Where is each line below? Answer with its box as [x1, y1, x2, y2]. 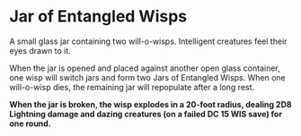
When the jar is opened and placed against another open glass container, [9, 63, 280, 73]
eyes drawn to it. [9, 45, 72, 55]
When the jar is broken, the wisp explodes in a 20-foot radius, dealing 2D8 [9, 98, 292, 109]
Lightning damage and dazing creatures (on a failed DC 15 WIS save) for [9, 108, 283, 119]
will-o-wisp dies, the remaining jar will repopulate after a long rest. [9, 81, 255, 92]
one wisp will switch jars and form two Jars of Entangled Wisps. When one [9, 72, 286, 82]
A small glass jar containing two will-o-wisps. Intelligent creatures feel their [9, 36, 288, 47]
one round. [9, 118, 51, 129]
